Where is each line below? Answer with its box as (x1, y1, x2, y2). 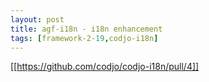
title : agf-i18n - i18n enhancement (10, 24, 163, 34)
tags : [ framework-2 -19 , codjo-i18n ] (10, 33, 159, 43)
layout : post (10, 14, 65, 25)
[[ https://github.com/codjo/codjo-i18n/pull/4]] (10, 61, 200, 73)
